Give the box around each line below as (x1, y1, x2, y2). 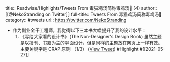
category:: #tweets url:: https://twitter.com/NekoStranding (5, 17, 127, 23)
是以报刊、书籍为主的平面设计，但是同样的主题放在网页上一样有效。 (20, 40, 163, 46)
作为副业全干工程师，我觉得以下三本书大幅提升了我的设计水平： (12, 27, 146, 33)
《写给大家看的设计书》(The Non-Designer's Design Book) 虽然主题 (20, 34, 162, 39)
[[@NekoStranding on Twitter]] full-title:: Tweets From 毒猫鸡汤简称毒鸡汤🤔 (5, 11, 162, 17)
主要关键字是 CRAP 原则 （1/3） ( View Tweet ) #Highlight (20, 46, 139, 52)
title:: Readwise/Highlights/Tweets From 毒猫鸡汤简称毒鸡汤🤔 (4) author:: (5, 5, 157, 11)
